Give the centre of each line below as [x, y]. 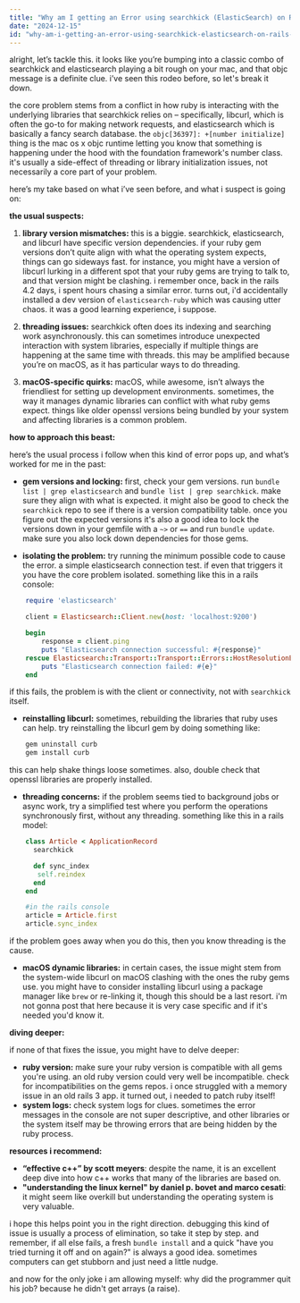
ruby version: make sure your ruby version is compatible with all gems [152, 1067]
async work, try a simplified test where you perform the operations [145, 807]
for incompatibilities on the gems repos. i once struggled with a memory [154, 1086]
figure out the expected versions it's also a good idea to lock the [141, 520]
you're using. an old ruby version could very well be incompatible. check [156, 1077]
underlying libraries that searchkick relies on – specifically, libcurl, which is [146, 115]
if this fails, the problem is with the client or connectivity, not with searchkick [150, 692]
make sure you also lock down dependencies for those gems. [135, 538]
